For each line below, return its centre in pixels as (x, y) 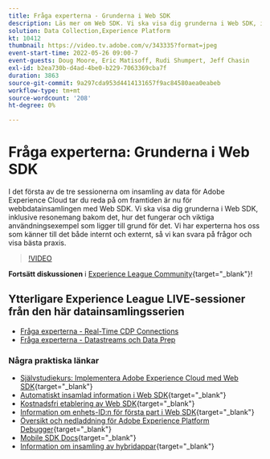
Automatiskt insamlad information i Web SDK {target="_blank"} (123, 395)
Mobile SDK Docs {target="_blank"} (78, 438)
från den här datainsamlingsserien (96, 311)
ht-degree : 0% (32, 105)
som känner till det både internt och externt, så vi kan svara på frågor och (130, 235)
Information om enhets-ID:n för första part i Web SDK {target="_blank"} (137, 412)
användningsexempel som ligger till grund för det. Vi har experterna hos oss (134, 226)
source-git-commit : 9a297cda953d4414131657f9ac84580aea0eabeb (115, 83)
